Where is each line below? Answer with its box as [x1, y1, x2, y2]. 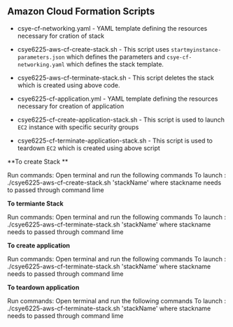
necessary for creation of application [17, 101, 125, 110]
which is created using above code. [17, 80, 120, 89]
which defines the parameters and [66, 52, 166, 61]
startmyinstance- [171, 46, 222, 53]
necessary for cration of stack [17, 31, 105, 40]
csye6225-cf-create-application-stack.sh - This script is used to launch [17, 115, 225, 124]
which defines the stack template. [66, 59, 164, 68]
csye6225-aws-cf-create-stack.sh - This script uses [17, 45, 170, 53]
